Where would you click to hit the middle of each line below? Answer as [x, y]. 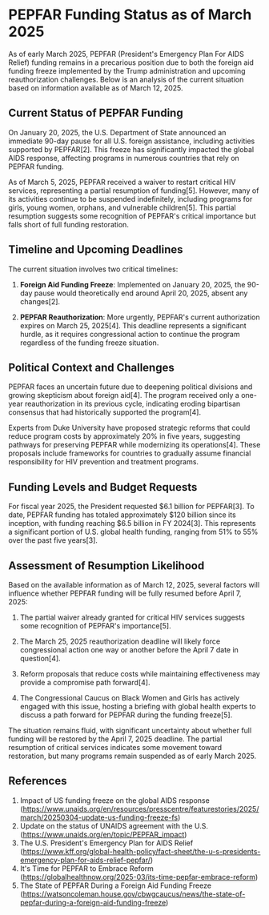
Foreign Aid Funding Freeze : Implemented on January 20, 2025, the [132, 284]
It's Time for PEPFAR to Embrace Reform [87, 868]
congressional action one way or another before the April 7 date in [129, 650]
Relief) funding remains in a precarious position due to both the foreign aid [131, 62]
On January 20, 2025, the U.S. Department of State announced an [117, 132]
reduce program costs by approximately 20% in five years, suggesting [124, 436]
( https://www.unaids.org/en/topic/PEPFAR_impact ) [103, 834]
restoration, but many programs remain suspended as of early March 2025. [132, 756]
